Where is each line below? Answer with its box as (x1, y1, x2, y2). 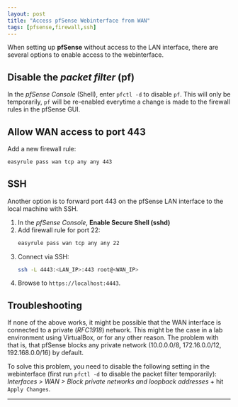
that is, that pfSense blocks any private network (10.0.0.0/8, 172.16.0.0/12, (7, 341, 222, 349)
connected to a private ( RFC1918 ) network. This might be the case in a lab (7, 326, 223, 335)
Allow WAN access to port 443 (7, 126, 147, 138)
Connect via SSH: (17, 252, 69, 261)
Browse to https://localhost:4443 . (17, 278, 121, 288)
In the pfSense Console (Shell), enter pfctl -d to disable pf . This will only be (7, 90, 231, 99)
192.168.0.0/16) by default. (7, 349, 84, 357)
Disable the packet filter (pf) (7, 71, 135, 83)
